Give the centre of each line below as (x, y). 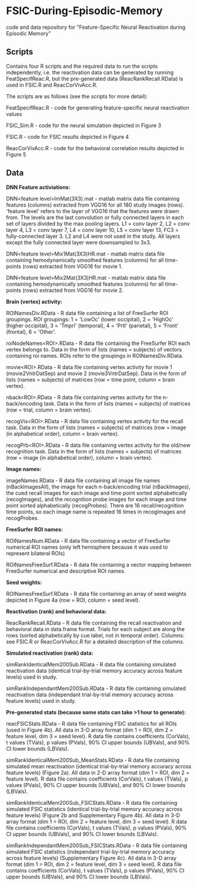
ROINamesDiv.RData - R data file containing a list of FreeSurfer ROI (87, 313)
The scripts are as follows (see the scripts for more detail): (77, 96)
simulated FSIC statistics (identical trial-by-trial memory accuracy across (94, 809)
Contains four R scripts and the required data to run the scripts (82, 66)
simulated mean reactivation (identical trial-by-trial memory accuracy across (99, 766)
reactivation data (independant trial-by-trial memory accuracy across (90, 694)
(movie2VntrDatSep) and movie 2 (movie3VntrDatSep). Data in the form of (96, 373)
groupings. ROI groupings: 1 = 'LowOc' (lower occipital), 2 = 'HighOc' (90, 319)
